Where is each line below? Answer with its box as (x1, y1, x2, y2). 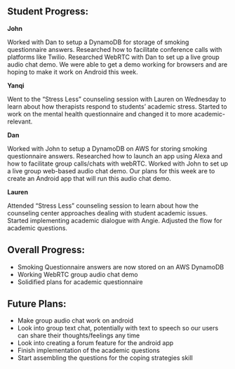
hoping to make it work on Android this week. (7, 67, 138, 76)
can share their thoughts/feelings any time (17, 331, 140, 340)
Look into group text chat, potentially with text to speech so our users (17, 324, 219, 333)
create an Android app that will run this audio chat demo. (7, 174, 172, 182)
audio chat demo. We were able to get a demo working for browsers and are (7, 60, 228, 69)
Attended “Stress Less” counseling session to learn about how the (7, 201, 199, 210)
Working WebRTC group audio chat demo (17, 270, 138, 279)
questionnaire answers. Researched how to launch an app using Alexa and (7, 152, 223, 160)
